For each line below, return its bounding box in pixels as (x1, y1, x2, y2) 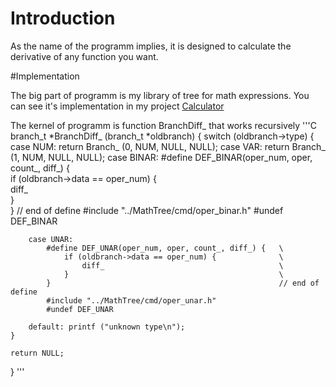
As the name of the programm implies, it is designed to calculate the (10, 40, 292, 52)
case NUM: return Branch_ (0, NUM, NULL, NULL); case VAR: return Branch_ (10, 140, 326, 152)
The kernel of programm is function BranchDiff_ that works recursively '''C (10, 119, 317, 131)
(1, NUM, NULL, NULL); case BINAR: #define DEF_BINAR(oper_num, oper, (10, 151, 313, 163)
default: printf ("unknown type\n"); (28, 322, 186, 332)
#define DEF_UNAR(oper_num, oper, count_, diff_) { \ (46, 243, 284, 253)
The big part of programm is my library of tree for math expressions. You (10, 89, 310, 101)
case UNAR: (28, 234, 74, 244)
